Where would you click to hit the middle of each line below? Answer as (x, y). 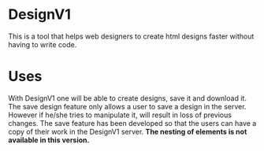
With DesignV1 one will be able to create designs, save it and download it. (127, 98)
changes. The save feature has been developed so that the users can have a (132, 123)
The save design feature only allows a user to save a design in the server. (127, 106)
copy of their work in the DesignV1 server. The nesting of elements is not (128, 131)
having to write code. (43, 44)
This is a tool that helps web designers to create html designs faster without (131, 36)
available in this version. (49, 140)
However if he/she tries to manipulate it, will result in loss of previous (120, 115)
